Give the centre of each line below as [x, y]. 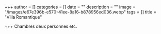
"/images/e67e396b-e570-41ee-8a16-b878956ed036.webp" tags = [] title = [80, 12]
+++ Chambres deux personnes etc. [41, 26]
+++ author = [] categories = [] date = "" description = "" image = [70, 7]
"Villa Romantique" [23, 17]
